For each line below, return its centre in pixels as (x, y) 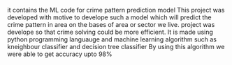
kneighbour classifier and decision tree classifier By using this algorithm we (116, 47)
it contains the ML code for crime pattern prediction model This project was (116, 10)
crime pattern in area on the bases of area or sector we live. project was (111, 25)
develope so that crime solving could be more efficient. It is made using (110, 32)
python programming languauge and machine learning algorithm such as (112, 39)
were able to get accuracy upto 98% (60, 54)
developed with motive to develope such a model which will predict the (109, 17)
